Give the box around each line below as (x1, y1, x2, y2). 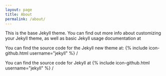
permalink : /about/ (5, 16, 46, 21)
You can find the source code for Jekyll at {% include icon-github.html (5, 60, 150, 66)
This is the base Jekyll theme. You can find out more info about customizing (5, 30, 161, 36)
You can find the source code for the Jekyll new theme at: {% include (5, 45, 148, 51)
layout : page (5, 7, 32, 12)
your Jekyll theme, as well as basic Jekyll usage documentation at (5, 35, 141, 41)
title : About (5, 12, 32, 17)
